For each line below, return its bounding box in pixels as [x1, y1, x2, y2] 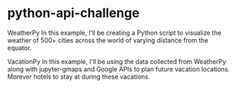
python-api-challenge [7, 5, 140, 21]
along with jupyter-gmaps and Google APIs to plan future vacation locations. [7, 65, 230, 73]
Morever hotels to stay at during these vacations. [7, 72, 151, 81]
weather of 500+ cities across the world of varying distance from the [7, 35, 209, 44]
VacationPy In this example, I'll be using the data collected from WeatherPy [7, 57, 226, 65]
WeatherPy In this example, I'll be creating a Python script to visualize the [7, 28, 221, 37]
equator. [7, 43, 32, 52]
